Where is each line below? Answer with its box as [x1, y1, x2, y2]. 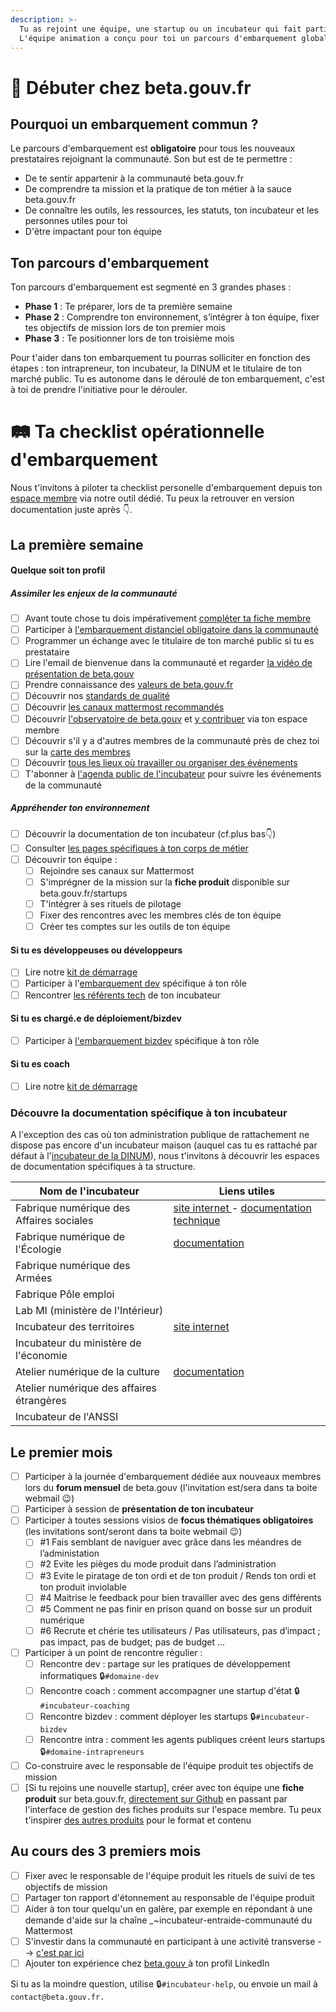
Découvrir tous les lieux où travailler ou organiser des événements [24, 756, 298, 768]
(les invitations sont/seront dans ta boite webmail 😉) [24, 1526, 243, 1538]
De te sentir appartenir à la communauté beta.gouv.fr [24, 172, 244, 185]
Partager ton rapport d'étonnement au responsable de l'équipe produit [24, 1891, 315, 1903]
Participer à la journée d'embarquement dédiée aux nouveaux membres [24, 1471, 322, 1483]
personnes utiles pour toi [24, 215, 128, 227]
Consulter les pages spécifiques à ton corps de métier [24, 842, 249, 854]
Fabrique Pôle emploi [15, 1287, 115, 1301]
